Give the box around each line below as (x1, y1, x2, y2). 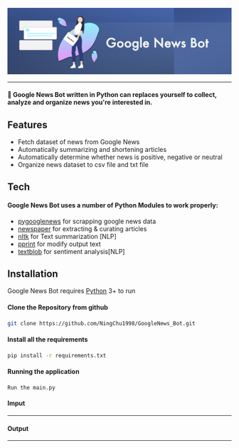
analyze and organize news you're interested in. (7, 98, 153, 107)
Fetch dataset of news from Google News (17, 138, 140, 146)
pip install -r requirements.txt (7, 352, 107, 359)
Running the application (7, 367, 80, 376)
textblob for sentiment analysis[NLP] (17, 247, 125, 255)
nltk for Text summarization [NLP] (17, 232, 117, 240)
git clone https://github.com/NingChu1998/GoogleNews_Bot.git (7, 320, 196, 327)
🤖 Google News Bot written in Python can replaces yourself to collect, (7, 91, 217, 99)
